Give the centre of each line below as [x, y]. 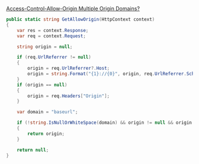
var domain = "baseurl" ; [47, 112]
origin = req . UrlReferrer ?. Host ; [69, 68]
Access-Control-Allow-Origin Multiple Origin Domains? [73, 9]
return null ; [33, 150]
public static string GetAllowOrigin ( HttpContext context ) [81, 20]
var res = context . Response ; [53, 30]
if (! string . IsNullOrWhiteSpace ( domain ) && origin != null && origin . [106, 123]
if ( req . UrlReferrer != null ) [54, 57]
